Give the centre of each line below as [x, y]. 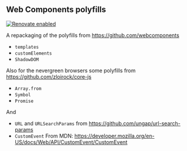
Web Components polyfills [56, 10]
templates [27, 47]
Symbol [23, 95]
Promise [24, 101]
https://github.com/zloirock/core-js [49, 76]
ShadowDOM [27, 59]
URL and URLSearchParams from [51, 123]
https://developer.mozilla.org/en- [115, 136]
